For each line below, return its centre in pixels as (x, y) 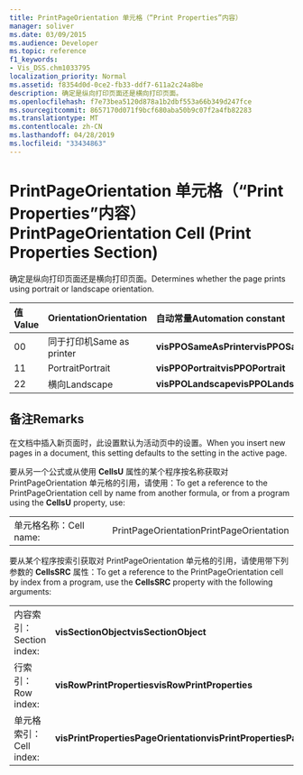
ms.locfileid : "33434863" (58, 143)
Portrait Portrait (79, 368)
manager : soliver (42, 26)
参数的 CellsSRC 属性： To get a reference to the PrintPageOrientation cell (147, 572)
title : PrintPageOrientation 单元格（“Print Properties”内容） (126, 18)
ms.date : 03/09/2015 (48, 34)
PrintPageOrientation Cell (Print (130, 233)
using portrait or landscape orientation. (82, 289)
